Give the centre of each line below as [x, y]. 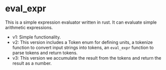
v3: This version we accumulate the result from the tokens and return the [87, 58]
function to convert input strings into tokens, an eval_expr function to [83, 47]
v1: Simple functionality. [36, 37]
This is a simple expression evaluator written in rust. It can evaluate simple [81, 22]
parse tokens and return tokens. [45, 53]
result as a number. [32, 63]
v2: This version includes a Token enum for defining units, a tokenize [83, 42]
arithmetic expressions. [29, 27]
